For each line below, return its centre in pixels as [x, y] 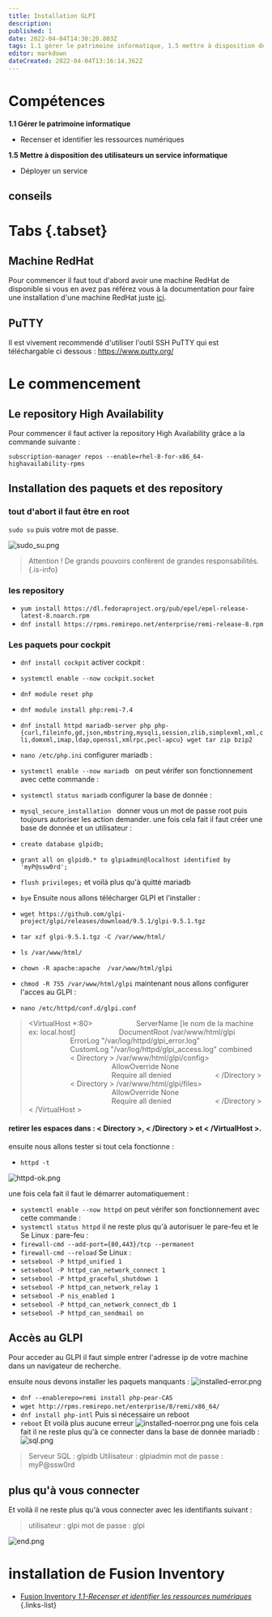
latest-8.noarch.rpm [55, 616]
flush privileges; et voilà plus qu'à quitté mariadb [106, 882]
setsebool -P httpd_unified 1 [71, 1261]
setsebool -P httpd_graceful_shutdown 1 [89, 1279]
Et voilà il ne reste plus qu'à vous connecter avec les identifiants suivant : [130, 1510]
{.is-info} [43, 569]
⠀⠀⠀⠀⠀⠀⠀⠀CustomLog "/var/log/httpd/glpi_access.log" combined [140, 1050]
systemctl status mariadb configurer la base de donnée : [116, 795]
